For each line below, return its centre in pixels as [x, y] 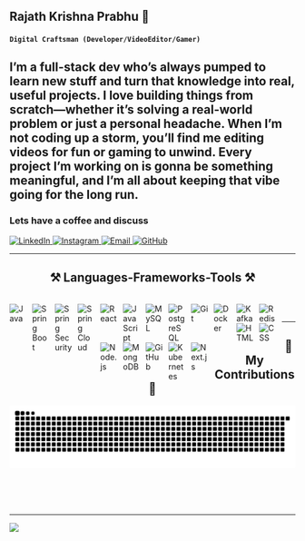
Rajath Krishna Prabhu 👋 [79, 17]
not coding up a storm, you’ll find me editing [137, 138]
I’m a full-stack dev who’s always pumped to [138, 68]
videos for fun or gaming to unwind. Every [131, 152]
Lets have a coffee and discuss [79, 221]
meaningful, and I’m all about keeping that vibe [145, 181]
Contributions [255, 374]
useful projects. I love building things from [132, 96]
